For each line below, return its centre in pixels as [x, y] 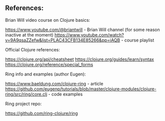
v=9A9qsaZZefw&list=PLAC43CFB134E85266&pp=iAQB [63, 40]
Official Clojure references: [33, 49]
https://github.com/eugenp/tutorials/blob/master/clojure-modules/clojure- [81, 89]
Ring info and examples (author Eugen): [46, 74]
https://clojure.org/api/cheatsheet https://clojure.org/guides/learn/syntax [80, 59]
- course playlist [138, 40]
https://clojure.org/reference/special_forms [49, 64]
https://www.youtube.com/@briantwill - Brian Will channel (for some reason [82, 30]
